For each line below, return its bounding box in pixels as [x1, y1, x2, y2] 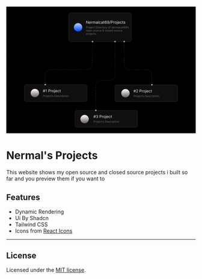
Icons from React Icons [14, 227, 73, 235]
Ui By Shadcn [14, 215, 49, 222]
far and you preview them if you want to [6, 175, 105, 182]
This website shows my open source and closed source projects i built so [6, 168, 188, 176]
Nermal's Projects [6, 149, 98, 162]
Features [6, 192, 40, 202]
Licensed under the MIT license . [6, 266, 86, 274]
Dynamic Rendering [14, 208, 64, 215]
